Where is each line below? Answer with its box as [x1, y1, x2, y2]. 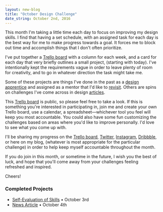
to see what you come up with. [5, 125, 67, 130]
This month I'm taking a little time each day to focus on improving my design [5, 30, 158, 35]
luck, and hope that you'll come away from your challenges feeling [5, 159, 139, 165]
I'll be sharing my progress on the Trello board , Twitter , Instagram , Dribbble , [5, 134, 157, 140]
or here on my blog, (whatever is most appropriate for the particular [5, 139, 141, 145]
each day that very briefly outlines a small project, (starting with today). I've [5, 59, 157, 65]
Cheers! [5, 173, 21, 179]
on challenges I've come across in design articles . [5, 89, 106, 95]
